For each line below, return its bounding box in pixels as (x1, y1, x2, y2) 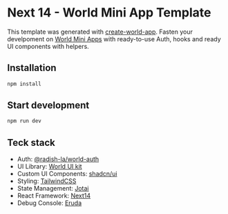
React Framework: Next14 (17, 191, 91, 200)
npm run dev (7, 118, 41, 125)
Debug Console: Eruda (17, 199, 82, 207)
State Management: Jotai (17, 184, 89, 193)
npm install (7, 81, 41, 87)
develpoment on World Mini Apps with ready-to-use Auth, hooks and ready (7, 34, 221, 43)
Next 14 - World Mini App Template (7, 5, 211, 21)
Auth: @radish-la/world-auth (17, 155, 99, 163)
